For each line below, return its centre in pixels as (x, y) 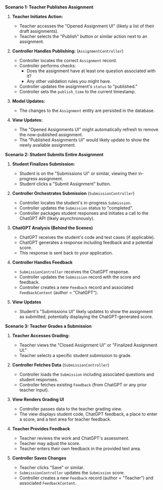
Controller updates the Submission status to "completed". (76, 208)
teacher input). (34, 390)
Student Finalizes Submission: (44, 164)
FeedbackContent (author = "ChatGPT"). (59, 292)
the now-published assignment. (51, 135)
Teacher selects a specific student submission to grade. (75, 355)
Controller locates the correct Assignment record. (68, 60)
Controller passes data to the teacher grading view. (71, 409)
